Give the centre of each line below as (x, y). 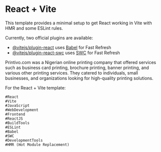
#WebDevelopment (22, 110)
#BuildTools (17, 123)
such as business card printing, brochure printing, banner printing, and (77, 68)
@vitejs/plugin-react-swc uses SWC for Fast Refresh (66, 53)
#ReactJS (14, 118)
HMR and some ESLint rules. (34, 28)
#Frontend (15, 114)
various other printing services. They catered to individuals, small (72, 73)
